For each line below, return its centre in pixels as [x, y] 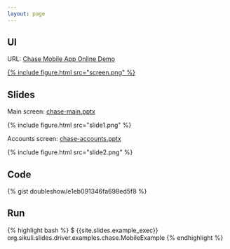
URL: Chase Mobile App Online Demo [61, 59]
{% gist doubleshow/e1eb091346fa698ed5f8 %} [77, 191]
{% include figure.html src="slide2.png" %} [70, 152]
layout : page [26, 14]
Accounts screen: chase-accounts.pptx [64, 139]
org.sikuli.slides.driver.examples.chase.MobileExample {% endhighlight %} [115, 237]
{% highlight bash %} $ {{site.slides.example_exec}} [83, 230]
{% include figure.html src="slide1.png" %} [69, 125]
